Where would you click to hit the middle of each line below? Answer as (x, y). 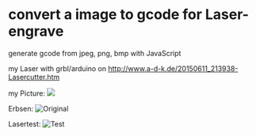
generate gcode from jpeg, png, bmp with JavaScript (95, 53)
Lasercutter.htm (34, 77)
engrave (36, 31)
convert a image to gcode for (105, 15)
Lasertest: (25, 123)
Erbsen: (21, 108)
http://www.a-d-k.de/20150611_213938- (173, 68)
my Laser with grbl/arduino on (57, 68)
